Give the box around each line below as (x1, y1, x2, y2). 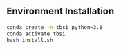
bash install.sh (6, 37, 53, 43)
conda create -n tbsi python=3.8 (6, 23, 103, 30)
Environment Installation (6, 6, 115, 17)
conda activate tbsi (6, 30, 66, 37)
